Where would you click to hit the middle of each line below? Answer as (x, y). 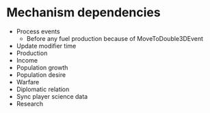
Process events (38, 31)
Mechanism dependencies (84, 13)
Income (27, 60)
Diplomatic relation (43, 89)
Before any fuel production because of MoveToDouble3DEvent (115, 38)
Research (30, 103)
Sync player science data (52, 96)
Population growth (42, 67)
